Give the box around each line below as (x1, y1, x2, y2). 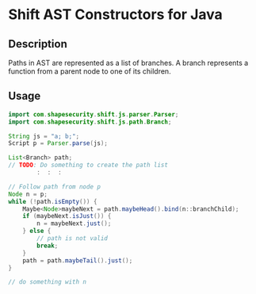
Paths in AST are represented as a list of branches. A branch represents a (8, 58, 249, 67)
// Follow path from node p (8, 182, 101, 191)
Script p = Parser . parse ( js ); (8, 139, 109, 147)
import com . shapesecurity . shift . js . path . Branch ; (8, 117, 172, 126)
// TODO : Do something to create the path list (8, 161, 169, 170)
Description (8, 37, 67, 51)
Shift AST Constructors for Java (8, 6, 224, 24)
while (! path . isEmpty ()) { (8, 197, 97, 205)
